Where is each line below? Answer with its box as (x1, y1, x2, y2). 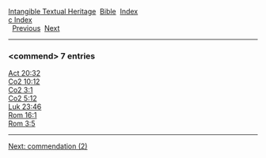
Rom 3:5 (8, 118, 36, 129)
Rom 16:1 (8, 111, 37, 120)
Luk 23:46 (8, 102, 42, 111)
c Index (8, 15, 33, 24)
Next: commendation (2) (8, 141, 88, 151)
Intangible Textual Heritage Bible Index (8, 7, 139, 16)
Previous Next (11, 24, 60, 32)
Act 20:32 (8, 69, 41, 78)
